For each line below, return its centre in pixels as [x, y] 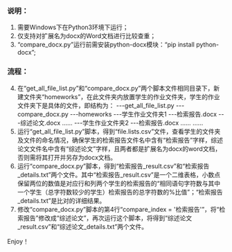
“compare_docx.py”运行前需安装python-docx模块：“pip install [106, 45]
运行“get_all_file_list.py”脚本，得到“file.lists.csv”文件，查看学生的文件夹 [119, 131]
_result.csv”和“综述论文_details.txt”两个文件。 [82, 226]
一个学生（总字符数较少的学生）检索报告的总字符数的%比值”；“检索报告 [120, 192]
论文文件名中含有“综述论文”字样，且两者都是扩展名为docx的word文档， [119, 148]
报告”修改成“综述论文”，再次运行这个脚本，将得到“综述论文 [108, 218]
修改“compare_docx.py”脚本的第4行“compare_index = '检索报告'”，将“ [118, 209]
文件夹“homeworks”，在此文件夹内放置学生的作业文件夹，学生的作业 [122, 97]
